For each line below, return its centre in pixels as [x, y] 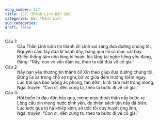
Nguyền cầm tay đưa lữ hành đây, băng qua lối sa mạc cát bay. [80, 52]
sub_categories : [21, 23]
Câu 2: [12, 67]
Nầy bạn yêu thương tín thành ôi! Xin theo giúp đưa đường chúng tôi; [86, 72]
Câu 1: [11, 41]
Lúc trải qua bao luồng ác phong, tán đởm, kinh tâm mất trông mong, [86, 82]
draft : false [18, 28]
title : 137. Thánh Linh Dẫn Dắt [38, 14]
